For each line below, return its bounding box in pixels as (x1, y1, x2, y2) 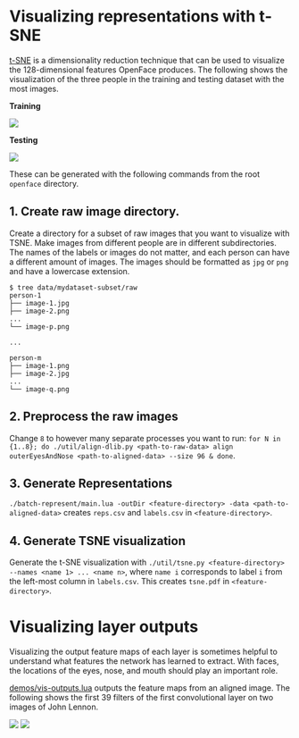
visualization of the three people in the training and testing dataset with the (9, 73, 285, 84)
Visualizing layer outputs (9, 616, 199, 637)
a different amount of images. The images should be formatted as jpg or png (9, 256, 289, 267)
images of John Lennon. (9, 701, 99, 712)
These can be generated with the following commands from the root (9, 168, 261, 180)
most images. (9, 83, 60, 94)
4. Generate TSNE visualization (9, 533, 186, 549)
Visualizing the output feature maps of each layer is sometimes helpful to (9, 646, 278, 658)
